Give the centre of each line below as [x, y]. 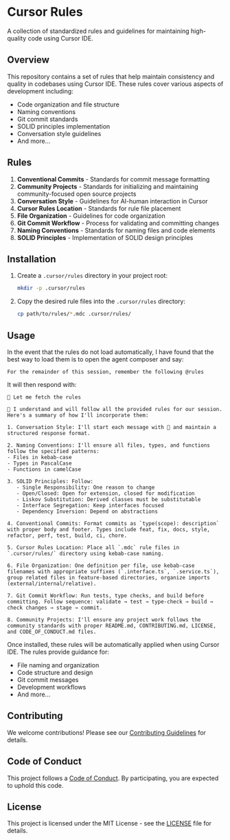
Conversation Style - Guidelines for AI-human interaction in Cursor [112, 201]
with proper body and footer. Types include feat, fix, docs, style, [109, 529]
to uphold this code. [35, 785]
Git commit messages [48, 679]
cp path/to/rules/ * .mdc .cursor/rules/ [74, 314]
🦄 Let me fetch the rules [44, 397]
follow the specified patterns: [53, 451]
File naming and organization [58, 665]
